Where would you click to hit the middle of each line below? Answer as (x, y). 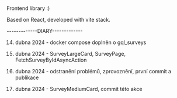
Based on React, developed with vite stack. (58, 20)
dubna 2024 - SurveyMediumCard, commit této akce (79, 89)
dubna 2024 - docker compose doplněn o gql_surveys (81, 42)
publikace (27, 77)
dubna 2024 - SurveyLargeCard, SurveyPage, (70, 54)
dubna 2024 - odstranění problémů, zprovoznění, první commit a (93, 72)
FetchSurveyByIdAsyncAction (51, 60)
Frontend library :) (28, 8)
